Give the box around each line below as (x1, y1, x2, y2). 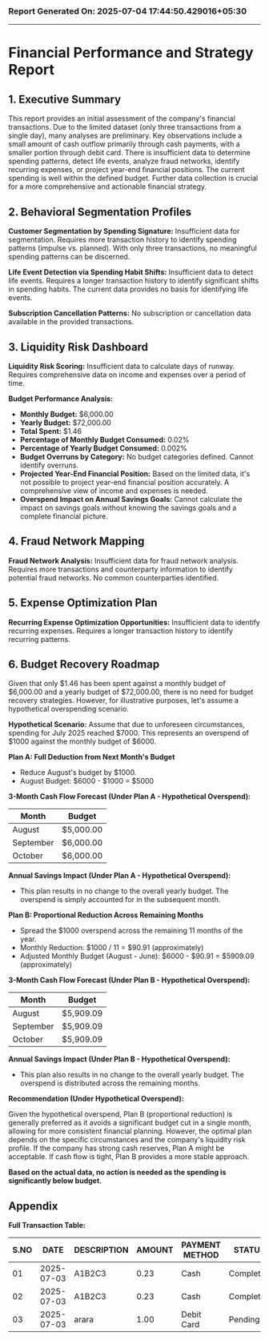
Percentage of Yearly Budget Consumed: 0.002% (19, 443, 188, 453)
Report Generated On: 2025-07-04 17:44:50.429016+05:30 (8, 6, 247, 17)
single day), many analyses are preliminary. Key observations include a (8, 130, 243, 141)
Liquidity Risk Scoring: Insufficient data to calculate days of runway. (8, 361, 235, 371)
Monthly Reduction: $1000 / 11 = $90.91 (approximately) (19, 943, 204, 953)
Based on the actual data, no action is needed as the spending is (8, 1167, 227, 1178)
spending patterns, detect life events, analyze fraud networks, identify (8, 156, 240, 166)
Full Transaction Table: (8, 1221, 86, 1230)
